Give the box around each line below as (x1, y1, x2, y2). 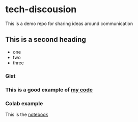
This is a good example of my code (5, 86, 93, 93)
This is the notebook (5, 111, 48, 117)
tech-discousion (5, 4, 77, 15)
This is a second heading (5, 35, 87, 44)
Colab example (5, 100, 43, 107)
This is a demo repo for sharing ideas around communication (5, 20, 133, 27)
